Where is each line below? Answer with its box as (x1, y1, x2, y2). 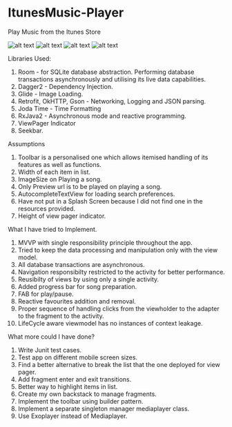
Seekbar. (17, 126, 43, 135)
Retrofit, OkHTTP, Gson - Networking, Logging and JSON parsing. (17, 97, 206, 105)
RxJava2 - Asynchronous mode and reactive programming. (17, 112, 187, 120)
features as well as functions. (17, 160, 102, 168)
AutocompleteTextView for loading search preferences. (17, 190, 175, 198)
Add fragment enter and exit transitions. (17, 375, 132, 384)
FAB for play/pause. (17, 290, 75, 298)
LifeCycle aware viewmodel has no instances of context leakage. (17, 319, 203, 327)
